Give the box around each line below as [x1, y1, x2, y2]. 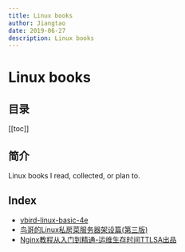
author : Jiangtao [8, 19, 66, 27]
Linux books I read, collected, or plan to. [8, 171, 141, 181]
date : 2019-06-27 [8, 26, 66, 34]
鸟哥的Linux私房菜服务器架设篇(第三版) [19, 225, 148, 234]
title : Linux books [8, 11, 73, 20]
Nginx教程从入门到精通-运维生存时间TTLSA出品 [19, 234, 177, 244]
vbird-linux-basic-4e [19, 215, 89, 225]
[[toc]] [8, 124, 30, 134]
